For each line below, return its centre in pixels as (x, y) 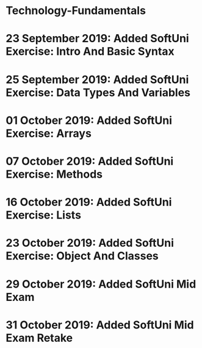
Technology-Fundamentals (76, 11)
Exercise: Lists (44, 215)
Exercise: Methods (54, 174)
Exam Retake (39, 338)
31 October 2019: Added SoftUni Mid (100, 325)
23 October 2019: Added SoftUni (90, 243)
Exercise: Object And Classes (82, 256)
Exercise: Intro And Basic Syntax (90, 52)
